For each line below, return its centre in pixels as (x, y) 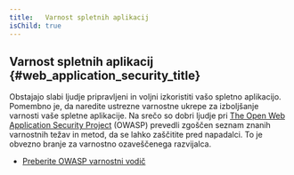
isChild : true (36, 26)
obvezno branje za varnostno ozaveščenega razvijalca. (110, 144)
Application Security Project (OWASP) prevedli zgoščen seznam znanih (140, 125)
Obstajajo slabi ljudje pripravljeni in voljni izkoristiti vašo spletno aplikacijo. (146, 97)
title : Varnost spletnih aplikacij (79, 17)
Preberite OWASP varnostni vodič (84, 162)
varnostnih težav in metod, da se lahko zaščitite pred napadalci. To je (136, 135)
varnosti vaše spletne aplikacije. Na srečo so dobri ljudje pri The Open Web (147, 115)
